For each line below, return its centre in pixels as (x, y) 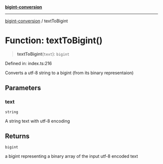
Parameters (23, 88)
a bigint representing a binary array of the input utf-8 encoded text (72, 156)
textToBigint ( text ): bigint (43, 54)
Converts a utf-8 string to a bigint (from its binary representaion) (69, 73)
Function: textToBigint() (54, 41)
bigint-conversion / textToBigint (36, 21)
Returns (17, 136)
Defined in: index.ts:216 (28, 63)
